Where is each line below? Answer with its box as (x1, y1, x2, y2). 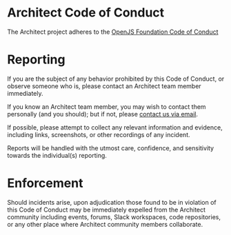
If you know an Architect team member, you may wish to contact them (7, 102, 206, 111)
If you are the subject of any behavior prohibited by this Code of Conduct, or (7, 74, 225, 83)
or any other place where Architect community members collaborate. (7, 220, 203, 228)
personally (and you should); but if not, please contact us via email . (7, 110, 199, 118)
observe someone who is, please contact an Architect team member (7, 81, 201, 90)
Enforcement (7, 176, 83, 191)
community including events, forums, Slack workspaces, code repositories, (7, 212, 221, 221)
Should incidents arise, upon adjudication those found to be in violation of (7, 198, 217, 206)
